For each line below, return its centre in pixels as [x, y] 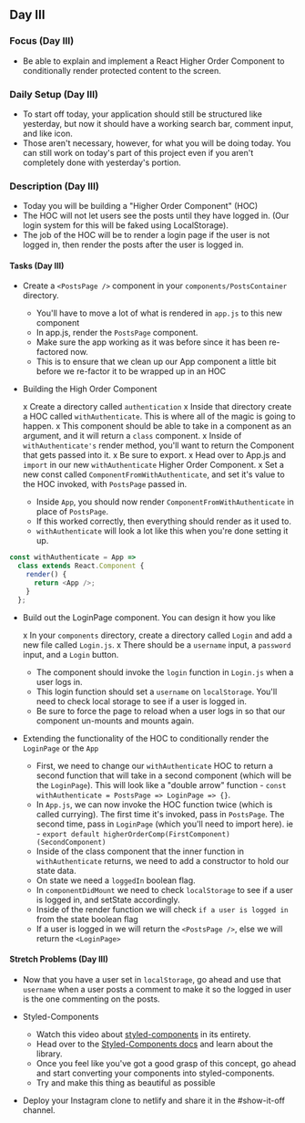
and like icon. [47, 133]
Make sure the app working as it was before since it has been [151, 342]
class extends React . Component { [81, 566]
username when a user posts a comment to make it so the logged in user [157, 989]
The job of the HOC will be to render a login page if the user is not [146, 235]
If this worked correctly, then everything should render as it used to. [163, 521]
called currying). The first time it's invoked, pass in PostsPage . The [160, 814]
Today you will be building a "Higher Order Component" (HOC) [140, 206]
